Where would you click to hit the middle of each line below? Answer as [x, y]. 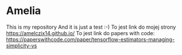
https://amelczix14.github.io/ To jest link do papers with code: [80, 33]
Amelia [23, 11]
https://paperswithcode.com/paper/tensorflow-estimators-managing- [90, 39]
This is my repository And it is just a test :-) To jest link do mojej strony [91, 27]
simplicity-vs [21, 46]
